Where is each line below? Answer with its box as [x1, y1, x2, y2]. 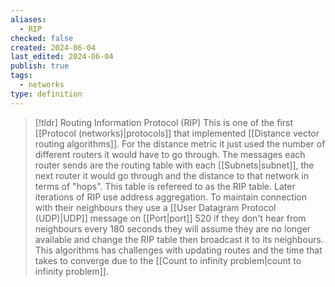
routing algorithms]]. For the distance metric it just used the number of [34, 137, 326, 150]
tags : [10, 71, 33, 81]
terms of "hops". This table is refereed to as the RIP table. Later [34, 180, 296, 192]
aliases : [10, 14, 47, 25]
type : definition [10, 89, 83, 99]
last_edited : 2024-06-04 [10, 52, 114, 62]
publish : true [10, 61, 70, 71]
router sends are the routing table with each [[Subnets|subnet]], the [34, 159, 315, 171]
